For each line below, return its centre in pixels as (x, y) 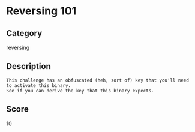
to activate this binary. (38, 85)
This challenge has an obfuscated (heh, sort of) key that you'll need (97, 80)
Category (24, 33)
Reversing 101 (41, 11)
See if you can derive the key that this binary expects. (80, 91)
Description (28, 66)
